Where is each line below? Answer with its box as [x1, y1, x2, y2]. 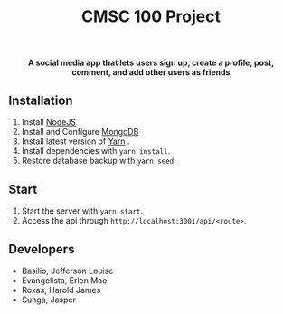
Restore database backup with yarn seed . [21, 156, 177, 167]
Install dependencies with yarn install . [21, 146, 171, 157]
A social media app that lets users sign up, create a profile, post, [27, 57, 275, 68]
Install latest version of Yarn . [21, 136, 130, 147]
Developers [8, 242, 75, 257]
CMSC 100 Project [81, 6, 221, 27]
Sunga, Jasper [21, 294, 76, 305]
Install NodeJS [21, 117, 77, 128]
